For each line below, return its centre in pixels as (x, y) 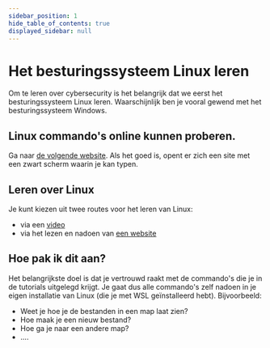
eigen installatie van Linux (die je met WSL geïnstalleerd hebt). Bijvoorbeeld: (135, 295)
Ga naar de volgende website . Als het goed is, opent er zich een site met (129, 155)
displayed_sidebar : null (50, 31)
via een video (42, 224)
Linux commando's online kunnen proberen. (122, 136)
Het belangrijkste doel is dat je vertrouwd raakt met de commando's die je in (135, 278)
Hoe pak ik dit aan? (57, 259)
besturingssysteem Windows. (58, 111)
